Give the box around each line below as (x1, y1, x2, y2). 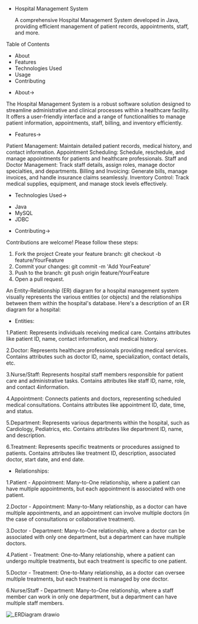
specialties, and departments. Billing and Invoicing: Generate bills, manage (6, 167, 188, 175)
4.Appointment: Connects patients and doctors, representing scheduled (6, 395, 181, 402)
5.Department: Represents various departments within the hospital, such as (6, 419, 190, 426)
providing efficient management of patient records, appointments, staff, (14, 23, 189, 30)
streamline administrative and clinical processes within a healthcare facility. (6, 107, 190, 113)
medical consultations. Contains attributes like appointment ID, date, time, (6, 401, 186, 408)
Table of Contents (6, 41, 50, 47)
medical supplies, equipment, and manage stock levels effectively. (6, 180, 168, 187)
